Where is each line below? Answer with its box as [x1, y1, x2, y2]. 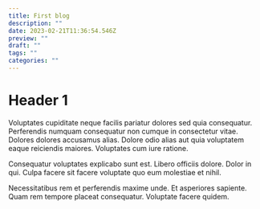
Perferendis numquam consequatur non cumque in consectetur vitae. [8, 126, 238, 136]
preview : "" [8, 34, 48, 43]
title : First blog [8, 11, 70, 20]
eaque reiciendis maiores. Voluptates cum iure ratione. [8, 143, 189, 153]
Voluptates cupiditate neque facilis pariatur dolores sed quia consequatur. [8, 117, 253, 127]
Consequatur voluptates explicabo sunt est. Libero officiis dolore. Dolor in [8, 158, 252, 169]
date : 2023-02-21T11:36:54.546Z [8, 27, 116, 35]
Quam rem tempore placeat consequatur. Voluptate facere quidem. [8, 191, 230, 201]
